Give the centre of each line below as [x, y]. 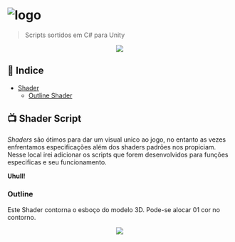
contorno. [22, 217]
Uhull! [16, 176]
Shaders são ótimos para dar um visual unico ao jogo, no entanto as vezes [117, 140]
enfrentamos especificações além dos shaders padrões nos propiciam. [112, 147]
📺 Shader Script [45, 119]
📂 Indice [26, 71]
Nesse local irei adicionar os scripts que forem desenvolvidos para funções [118, 154]
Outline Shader [50, 95]
